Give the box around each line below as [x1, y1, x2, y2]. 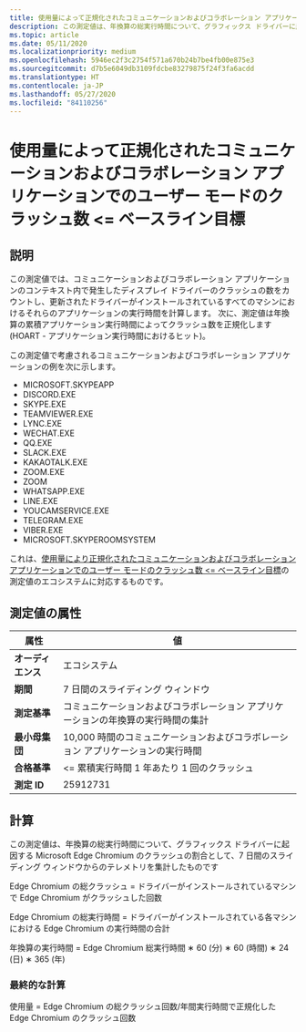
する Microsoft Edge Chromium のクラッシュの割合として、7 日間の [16, 850, 270, 861]
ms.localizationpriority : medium [9, 47, 137, 57]
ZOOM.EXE [22, 467, 66, 478]
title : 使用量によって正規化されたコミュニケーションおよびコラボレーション [9, 13, 261, 23]
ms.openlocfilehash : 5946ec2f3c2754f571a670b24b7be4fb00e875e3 [9, 56, 255, 65]
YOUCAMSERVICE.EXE [22, 505, 109, 516]
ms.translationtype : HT [9, 73, 100, 82]
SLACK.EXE [22, 448, 66, 459]
